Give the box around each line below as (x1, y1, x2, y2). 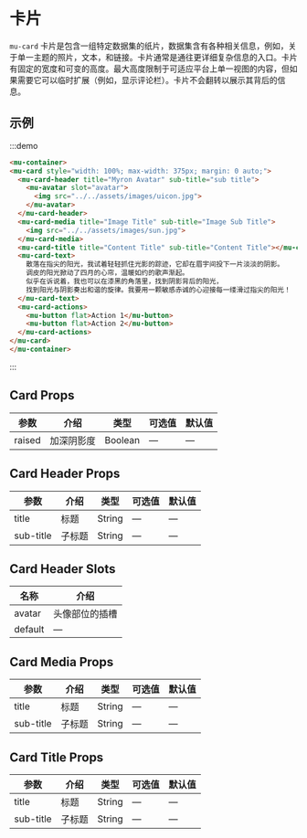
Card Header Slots (9, 561, 116, 577)
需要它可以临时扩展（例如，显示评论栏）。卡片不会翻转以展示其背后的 (16, 74, 278, 85)
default (14, 623, 45, 636)
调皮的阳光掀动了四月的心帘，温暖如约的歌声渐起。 (26, 269, 190, 278)
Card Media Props (9, 654, 114, 670)
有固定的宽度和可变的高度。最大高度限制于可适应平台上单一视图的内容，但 (9, 63, 290, 74)
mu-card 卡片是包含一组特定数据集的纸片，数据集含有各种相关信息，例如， (9, 40, 290, 51)
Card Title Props (9, 749, 104, 765)
